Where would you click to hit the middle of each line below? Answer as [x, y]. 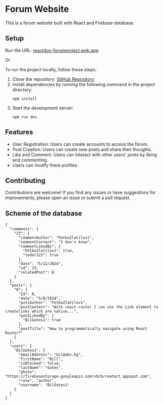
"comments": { [24, 229]
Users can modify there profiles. [45, 165]
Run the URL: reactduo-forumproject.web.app [52, 50]
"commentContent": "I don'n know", [55, 242]
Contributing [25, 180]
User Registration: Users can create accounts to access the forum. [80, 144]
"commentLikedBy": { [39, 247]
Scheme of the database [44, 213]
